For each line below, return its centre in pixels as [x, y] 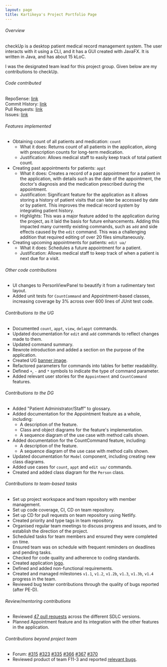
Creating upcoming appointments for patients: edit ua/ [69, 243]
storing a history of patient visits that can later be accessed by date [89, 200]
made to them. [27, 339]
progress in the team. [34, 579]
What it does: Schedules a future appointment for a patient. [81, 248]
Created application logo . [38, 563]
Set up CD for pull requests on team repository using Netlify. [74, 515]
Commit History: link [26, 104]
